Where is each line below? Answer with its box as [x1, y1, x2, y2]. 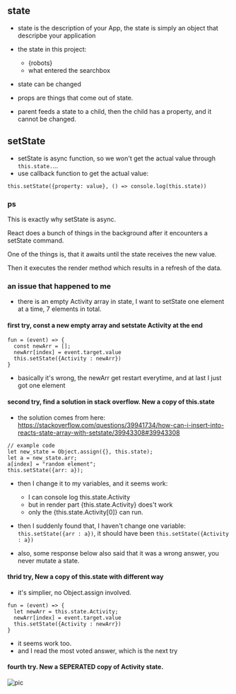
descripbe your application [17, 31, 96, 40]
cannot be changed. [17, 114, 76, 123]
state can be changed [17, 80, 81, 88]
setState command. [7, 236, 64, 245]
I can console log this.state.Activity [28, 493, 131, 501]
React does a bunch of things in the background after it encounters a [7, 228, 208, 237]
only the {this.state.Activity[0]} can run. [28, 507, 143, 516]
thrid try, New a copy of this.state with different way [7, 572, 164, 581]
